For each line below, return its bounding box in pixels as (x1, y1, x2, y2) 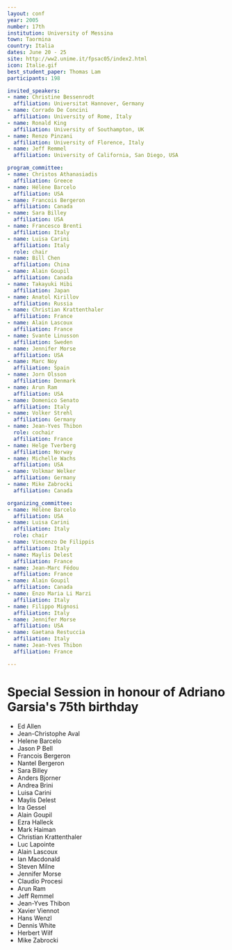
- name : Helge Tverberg (7, 442, 76, 449)
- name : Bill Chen (7, 255, 60, 262)
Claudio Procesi (17, 876, 63, 885)
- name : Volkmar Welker (7, 468, 76, 475)
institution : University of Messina (7, 29, 113, 37)
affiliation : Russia (13, 300, 73, 307)
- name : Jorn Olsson (7, 371, 67, 378)
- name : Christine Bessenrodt (7, 94, 95, 101)
